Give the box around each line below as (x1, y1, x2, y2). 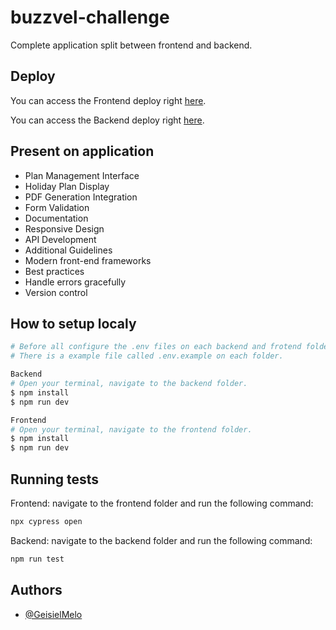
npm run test (10, 554, 65, 564)
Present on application (10, 143, 155, 160)
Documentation (24, 212, 89, 224)
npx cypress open (10, 516, 83, 526)
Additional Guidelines (24, 244, 113, 256)
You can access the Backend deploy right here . (10, 114, 205, 126)
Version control (24, 286, 88, 298)
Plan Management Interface (24, 169, 140, 181)
